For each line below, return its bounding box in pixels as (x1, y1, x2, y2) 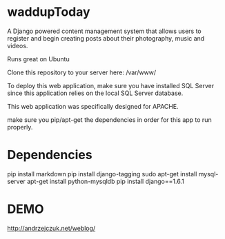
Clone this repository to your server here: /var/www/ (7, 68, 157, 76)
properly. (7, 123, 33, 131)
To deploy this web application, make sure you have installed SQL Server (7, 81, 215, 90)
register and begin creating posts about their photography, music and (7, 34, 205, 42)
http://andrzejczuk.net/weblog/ (7, 224, 96, 232)
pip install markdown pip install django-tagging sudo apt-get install (7, 169, 197, 178)
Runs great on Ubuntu (7, 54, 70, 63)
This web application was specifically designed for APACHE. (7, 102, 179, 110)
